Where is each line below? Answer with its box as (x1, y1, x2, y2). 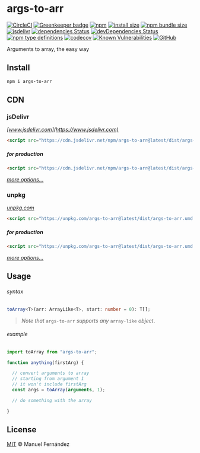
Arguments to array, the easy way (7, 45, 90, 52)
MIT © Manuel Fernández (7, 441, 70, 448)
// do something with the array (12, 397, 93, 403)
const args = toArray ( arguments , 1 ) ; (12, 387, 106, 393)
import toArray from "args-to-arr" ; (7, 349, 97, 355)
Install (7, 63, 30, 73)
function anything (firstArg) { (7, 359, 84, 366)
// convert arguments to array (12, 370, 90, 377)
